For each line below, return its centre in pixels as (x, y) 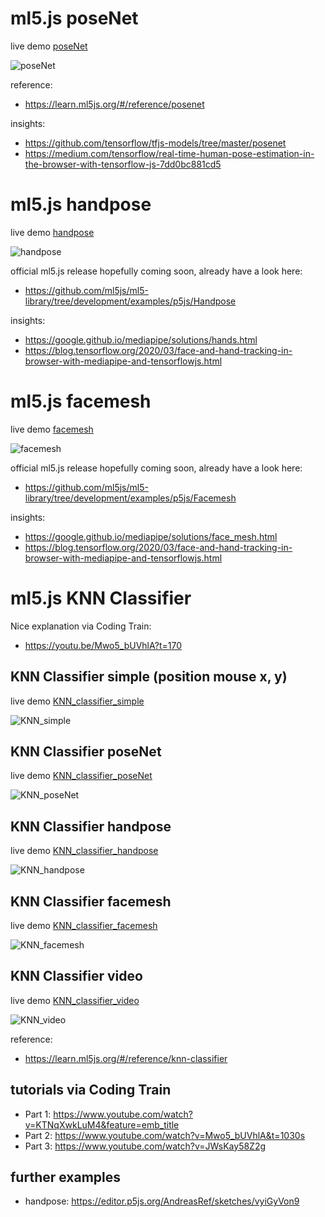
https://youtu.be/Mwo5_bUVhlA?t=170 (103, 645)
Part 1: (38, 1114)
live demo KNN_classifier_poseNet (81, 776)
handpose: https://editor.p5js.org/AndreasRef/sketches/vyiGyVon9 (162, 1201)
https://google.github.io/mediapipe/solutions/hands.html (141, 339)
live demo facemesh (52, 429)
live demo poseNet (49, 46)
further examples (66, 1177)
